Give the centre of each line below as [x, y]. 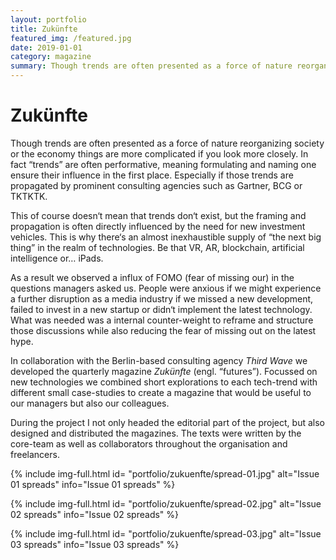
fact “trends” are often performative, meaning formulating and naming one [163, 164]
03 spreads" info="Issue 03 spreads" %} [95, 544]
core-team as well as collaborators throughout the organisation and [149, 443]
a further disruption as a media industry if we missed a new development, [162, 298]
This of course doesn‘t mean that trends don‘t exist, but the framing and [158, 215]
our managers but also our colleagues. [90, 403]
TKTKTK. [29, 196]
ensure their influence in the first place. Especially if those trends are [152, 175]
